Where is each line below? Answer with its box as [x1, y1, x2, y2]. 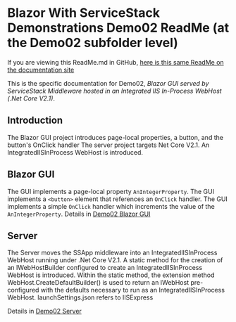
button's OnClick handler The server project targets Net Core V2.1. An [7, 141, 210, 149]
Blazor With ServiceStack [7, 5, 161, 21]
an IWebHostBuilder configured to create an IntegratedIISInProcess [7, 264, 203, 272]
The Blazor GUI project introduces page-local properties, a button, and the [7, 133, 224, 141]
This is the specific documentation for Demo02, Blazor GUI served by [7, 79, 209, 87]
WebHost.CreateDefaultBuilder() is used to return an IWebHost [7, 278, 189, 287]
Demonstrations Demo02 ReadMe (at [7, 20, 230, 36]
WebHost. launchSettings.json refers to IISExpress [7, 293, 154, 302]
